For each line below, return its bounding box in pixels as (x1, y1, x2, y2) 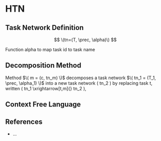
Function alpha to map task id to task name (5, 47, 95, 52)
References (5, 117, 43, 126)
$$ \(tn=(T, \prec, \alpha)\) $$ (54, 37, 117, 43)
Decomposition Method (5, 61, 81, 70)
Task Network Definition (5, 23, 84, 32)
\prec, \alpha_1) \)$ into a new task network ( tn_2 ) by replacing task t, (5, 80, 152, 86)
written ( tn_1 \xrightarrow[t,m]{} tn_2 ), (5, 85, 86, 91)
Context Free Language (5, 100, 81, 109)
